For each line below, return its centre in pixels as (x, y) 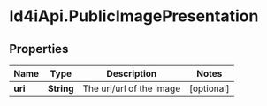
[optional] (209, 88)
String (61, 88)
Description (132, 74)
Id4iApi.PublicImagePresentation (134, 16)
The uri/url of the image (132, 88)
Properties (39, 49)
